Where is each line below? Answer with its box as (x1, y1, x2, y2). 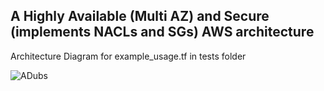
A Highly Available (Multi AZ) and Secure (10, 8, 270, 25)
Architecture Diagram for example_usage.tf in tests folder (10, 50, 247, 62)
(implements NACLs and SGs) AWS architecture (10, 24, 315, 41)
